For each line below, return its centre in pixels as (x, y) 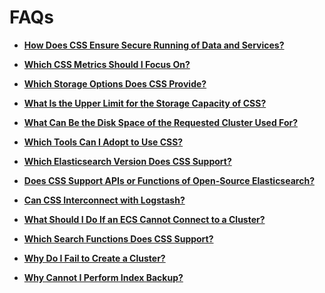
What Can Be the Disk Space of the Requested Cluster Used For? (161, 122)
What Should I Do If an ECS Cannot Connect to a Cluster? (144, 219)
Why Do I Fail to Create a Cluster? (94, 258)
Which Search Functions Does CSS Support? (118, 238)
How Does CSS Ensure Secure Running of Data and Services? (154, 45)
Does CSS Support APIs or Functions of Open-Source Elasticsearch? (169, 180)
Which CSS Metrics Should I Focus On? (107, 64)
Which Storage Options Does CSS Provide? (115, 83)
